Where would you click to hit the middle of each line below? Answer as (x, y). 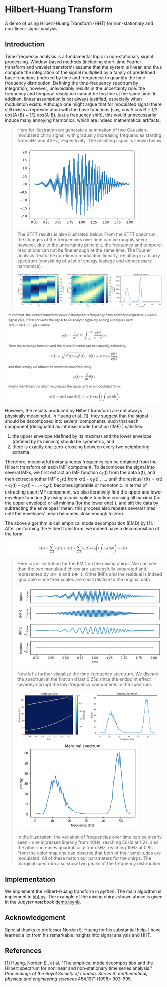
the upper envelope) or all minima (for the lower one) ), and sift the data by (82, 503)
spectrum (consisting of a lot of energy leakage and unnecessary (84, 261)
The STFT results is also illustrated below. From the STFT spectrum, (87, 234)
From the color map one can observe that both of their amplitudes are (89, 853)
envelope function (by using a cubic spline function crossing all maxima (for (83, 498)
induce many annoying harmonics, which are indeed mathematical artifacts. (83, 120)
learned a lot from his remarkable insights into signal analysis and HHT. (78, 935)
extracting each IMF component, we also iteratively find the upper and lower (83, 492)
